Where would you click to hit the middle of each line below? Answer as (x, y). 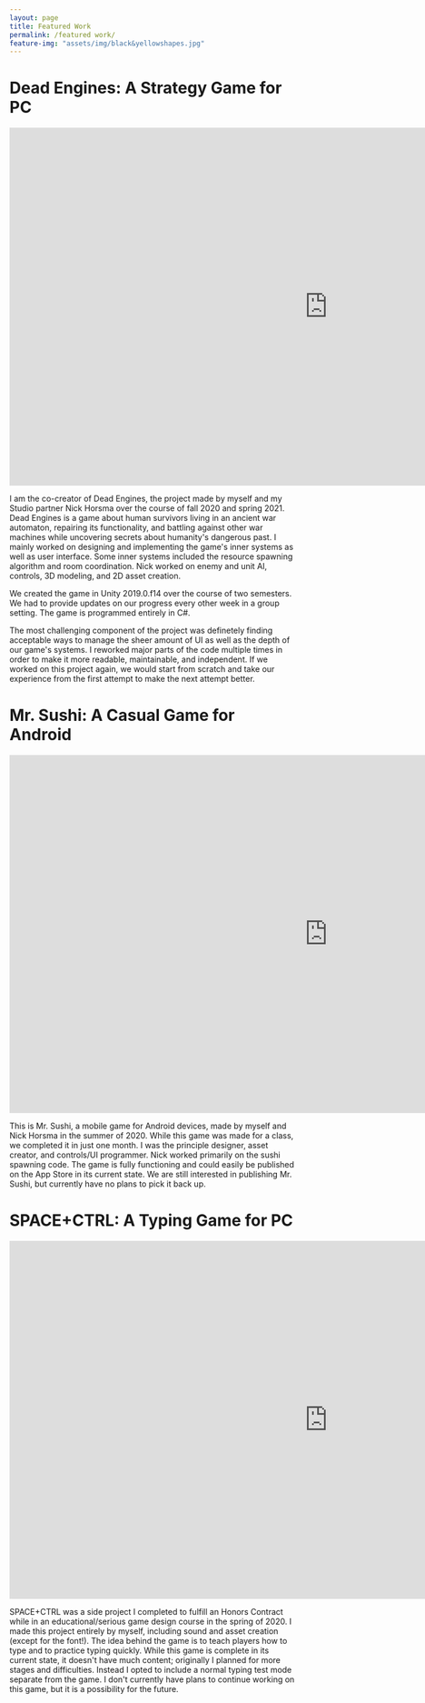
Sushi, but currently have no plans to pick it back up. (108, 1184)
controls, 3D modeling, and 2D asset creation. (95, 576)
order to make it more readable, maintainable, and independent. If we (138, 659)
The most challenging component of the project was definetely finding (141, 631)
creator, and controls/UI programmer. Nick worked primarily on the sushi (145, 1155)
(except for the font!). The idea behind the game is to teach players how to (148, 1641)
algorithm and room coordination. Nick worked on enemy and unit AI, (138, 566)
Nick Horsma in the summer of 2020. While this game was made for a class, (152, 1136)
